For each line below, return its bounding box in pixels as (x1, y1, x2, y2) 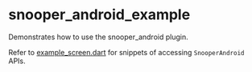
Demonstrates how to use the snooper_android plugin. (8, 32, 188, 42)
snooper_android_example (8, 6, 191, 24)
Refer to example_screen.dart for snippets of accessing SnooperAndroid (8, 47, 245, 57)
